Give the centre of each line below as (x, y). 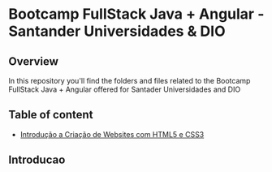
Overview (34, 61)
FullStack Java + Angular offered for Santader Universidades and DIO (125, 89)
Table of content (51, 115)
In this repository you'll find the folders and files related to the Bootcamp (130, 81)
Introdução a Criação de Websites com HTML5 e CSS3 (112, 134)
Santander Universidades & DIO (117, 31)
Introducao (37, 160)
